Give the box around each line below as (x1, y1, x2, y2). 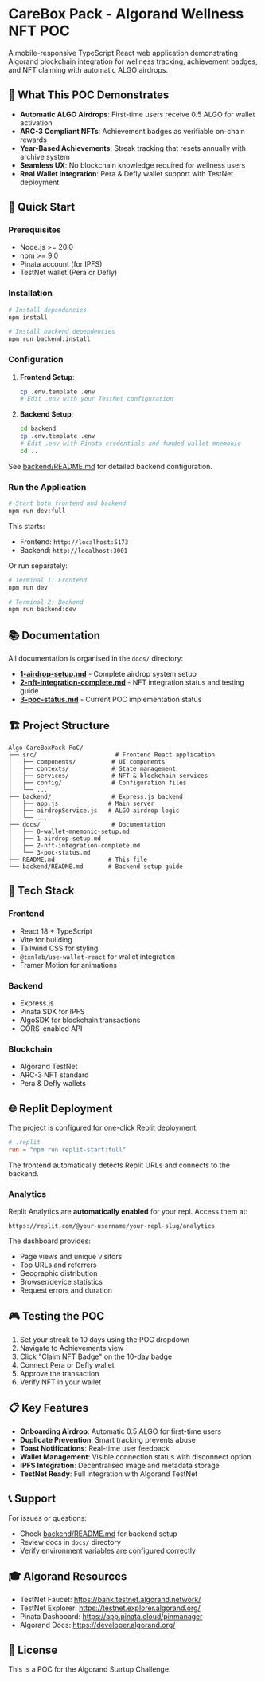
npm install (8, 313, 48, 322)
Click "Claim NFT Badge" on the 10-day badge (19, 1352, 173, 1361)
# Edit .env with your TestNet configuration (19, 395, 173, 403)
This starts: (8, 521, 45, 531)
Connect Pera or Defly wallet (19, 1360, 115, 1369)
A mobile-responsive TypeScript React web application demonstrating (8, 48, 239, 57)
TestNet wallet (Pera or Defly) (19, 268, 118, 278)
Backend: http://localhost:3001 (19, 545, 128, 555)
